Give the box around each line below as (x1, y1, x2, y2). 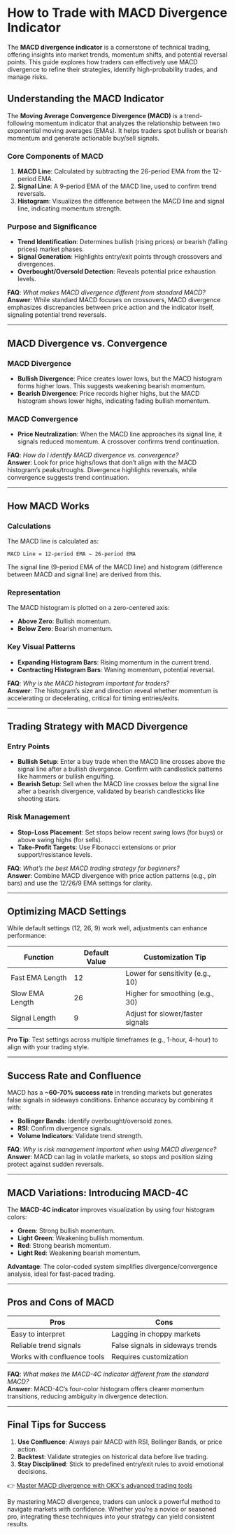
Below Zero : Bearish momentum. (17, 625, 113, 633)
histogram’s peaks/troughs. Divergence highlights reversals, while (7, 466, 197, 474)
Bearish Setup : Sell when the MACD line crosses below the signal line (17, 780, 219, 788)
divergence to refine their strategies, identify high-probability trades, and (7, 65, 218, 73)
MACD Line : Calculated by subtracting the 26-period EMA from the (17, 167, 211, 176)
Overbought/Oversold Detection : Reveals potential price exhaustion (17, 267, 216, 276)
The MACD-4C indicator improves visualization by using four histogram (7, 1205, 215, 1214)
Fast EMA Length (10, 973, 67, 983)
